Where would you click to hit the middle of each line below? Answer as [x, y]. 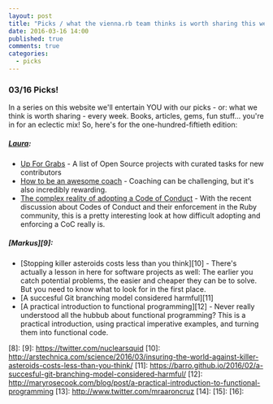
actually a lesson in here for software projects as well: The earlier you [136, 272]
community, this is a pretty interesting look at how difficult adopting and [140, 215]
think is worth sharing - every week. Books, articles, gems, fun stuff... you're [136, 116]
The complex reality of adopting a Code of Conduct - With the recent [136, 198]
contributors [41, 172]
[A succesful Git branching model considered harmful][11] [117, 298]
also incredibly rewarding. [63, 190]
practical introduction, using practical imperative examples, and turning [139, 324]
